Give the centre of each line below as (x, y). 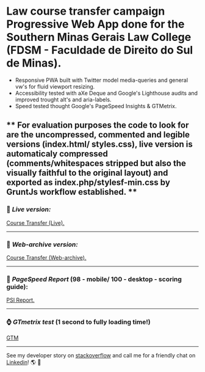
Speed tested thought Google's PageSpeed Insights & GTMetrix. (96, 106)
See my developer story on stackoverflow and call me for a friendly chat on (101, 355)
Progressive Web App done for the (95, 24)
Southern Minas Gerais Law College (99, 37)
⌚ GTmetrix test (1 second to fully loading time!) (78, 322)
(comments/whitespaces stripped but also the (96, 163)
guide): (17, 286)
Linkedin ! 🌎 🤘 (24, 362)
